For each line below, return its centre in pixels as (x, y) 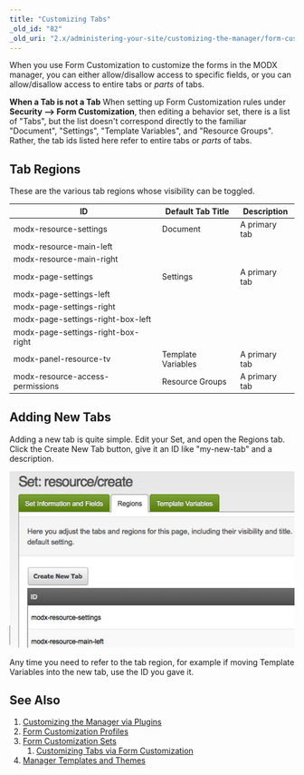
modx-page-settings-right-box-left (82, 319)
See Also (35, 700)
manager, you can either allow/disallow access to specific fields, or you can (151, 75)
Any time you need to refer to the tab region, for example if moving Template (152, 662)
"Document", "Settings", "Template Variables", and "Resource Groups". (142, 131)
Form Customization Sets (70, 741)
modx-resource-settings (60, 229)
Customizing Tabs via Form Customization (115, 751)
